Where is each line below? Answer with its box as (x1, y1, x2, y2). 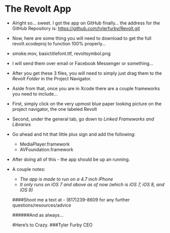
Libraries (12, 121, 31, 127)
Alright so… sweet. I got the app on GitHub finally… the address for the (12, 20, 160, 26)
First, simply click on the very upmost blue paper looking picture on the (12, 100, 162, 107)
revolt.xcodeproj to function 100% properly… (12, 40, 106, 46)
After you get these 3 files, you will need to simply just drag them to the (12, 70, 162, 76)
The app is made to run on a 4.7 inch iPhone (19, 176, 114, 182)
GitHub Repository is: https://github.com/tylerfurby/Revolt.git (12, 25, 140, 31)
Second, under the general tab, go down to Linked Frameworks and (12, 115, 155, 122)
